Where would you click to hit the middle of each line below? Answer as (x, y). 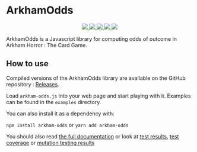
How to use (27, 64)
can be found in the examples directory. (54, 102)
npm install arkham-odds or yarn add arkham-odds (67, 125)
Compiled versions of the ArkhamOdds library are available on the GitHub (96, 78)
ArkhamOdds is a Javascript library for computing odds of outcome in (91, 38)
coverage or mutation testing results (50, 143)
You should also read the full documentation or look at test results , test (93, 136)
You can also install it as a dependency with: (60, 114)
